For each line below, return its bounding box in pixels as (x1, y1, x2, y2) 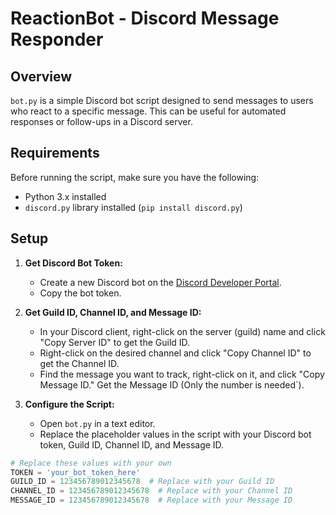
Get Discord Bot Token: (24, 257, 123, 269)
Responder (10, 28, 104, 51)
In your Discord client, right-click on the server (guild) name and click (39, 325, 326, 337)
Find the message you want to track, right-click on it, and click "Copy (39, 368, 325, 380)
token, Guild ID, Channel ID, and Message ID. (39, 438, 225, 451)
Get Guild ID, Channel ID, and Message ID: (24, 306, 202, 318)
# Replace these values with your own (10, 458, 172, 468)
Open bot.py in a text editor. (39, 417, 156, 429)
